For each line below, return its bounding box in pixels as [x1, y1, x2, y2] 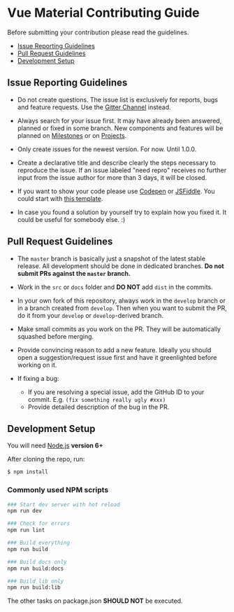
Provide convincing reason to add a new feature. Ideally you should [17, 345, 212, 354]
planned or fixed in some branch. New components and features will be [17, 124, 224, 132]
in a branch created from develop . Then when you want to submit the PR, [17, 303, 227, 312]
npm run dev [7, 508, 42, 515]
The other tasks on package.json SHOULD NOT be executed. [7, 597, 183, 605]
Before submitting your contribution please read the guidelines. [7, 28, 189, 36]
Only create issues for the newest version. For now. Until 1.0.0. [17, 145, 197, 153]
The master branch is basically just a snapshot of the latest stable [17, 254, 206, 263]
